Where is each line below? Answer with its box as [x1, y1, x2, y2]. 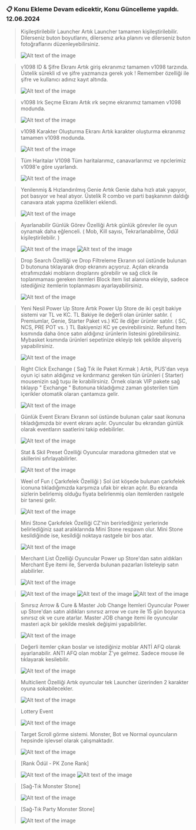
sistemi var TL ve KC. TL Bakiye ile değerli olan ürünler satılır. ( [20, 311, 172, 319]
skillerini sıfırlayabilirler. [20, 455, 78, 462]
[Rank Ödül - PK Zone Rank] [20, 760, 89, 767]
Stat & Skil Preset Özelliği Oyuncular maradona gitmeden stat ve [20, 449, 177, 456]
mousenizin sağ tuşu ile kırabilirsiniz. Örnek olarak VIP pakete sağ [20, 378, 181, 385]
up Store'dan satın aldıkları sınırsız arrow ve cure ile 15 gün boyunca [20, 608, 185, 615]
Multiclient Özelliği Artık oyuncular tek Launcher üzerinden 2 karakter [20, 679, 189, 686]
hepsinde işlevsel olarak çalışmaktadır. [20, 737, 114, 744]
